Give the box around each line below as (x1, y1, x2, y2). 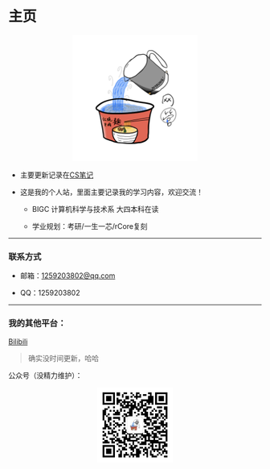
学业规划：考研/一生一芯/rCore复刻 (31, 221, 148, 230)
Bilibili (8, 336, 28, 347)
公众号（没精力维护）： (8, 370, 83, 380)
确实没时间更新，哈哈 (27, 353, 99, 363)
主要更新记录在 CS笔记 (19, 170, 94, 180)
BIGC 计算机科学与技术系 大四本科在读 (31, 204, 159, 214)
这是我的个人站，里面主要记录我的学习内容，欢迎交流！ (19, 187, 203, 197)
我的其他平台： (8, 318, 67, 329)
